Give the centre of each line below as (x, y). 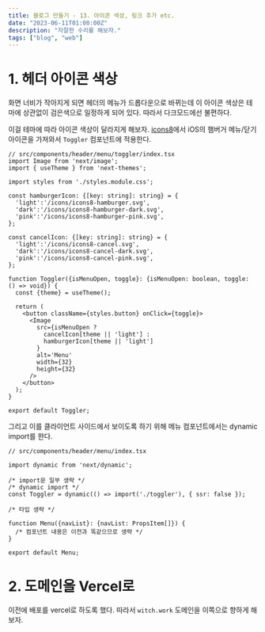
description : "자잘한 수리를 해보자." (64, 30)
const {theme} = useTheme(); (63, 293)
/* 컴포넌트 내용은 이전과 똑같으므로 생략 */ (79, 532)
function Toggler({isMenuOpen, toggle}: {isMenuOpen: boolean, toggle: (129, 279)
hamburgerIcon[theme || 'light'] (98, 341)
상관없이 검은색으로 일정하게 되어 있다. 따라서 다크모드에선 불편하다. (127, 112)
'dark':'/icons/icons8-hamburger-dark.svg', (90, 210)
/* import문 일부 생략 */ (47, 481)
